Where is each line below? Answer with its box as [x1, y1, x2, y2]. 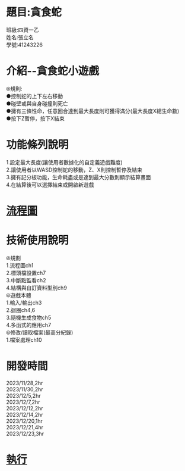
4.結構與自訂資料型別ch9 [6, 284, 67, 291]
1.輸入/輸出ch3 [6, 299, 42, 306]
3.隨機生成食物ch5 [6, 314, 52, 321]
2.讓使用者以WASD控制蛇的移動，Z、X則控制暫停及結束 [6, 166, 142, 173]
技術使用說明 [6, 233, 69, 247]
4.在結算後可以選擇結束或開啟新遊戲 [6, 181, 94, 188]
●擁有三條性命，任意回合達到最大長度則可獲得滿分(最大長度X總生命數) [6, 107, 180, 114]
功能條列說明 [6, 138, 69, 152]
